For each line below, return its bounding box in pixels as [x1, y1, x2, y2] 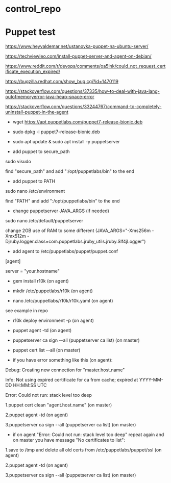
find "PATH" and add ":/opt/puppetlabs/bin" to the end [5, 198, 120, 204]
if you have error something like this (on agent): [12, 357, 113, 363]
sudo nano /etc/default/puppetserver [5, 218, 83, 224]
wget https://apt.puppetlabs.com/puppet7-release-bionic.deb [12, 119, 143, 125]
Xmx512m [5, 233, 27, 239]
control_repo [5, 3, 61, 15]
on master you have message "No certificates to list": [12, 437, 125, 443]
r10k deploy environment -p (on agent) [12, 317, 94, 324]
